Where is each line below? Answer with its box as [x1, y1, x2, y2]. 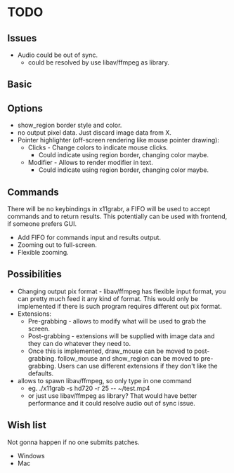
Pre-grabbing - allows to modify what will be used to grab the [27, 317, 207, 325]
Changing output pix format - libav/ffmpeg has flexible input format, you [17, 287, 226, 295]
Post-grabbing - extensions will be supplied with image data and [27, 331, 215, 340]
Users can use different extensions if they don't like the [57, 361, 218, 370]
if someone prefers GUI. [7, 220, 77, 228]
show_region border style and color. [17, 121, 122, 130]
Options [7, 102, 44, 114]
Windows [17, 451, 45, 460]
